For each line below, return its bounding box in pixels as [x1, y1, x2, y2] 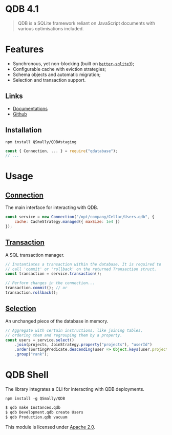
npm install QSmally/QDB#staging [5, 139, 77, 144]
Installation [5, 126, 42, 135]
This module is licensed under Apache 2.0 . [5, 424, 96, 430]
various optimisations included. [17, 25, 84, 31]
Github [12, 111, 27, 117]
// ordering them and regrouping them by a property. [5, 332, 123, 338]
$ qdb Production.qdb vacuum [5, 414, 68, 420]
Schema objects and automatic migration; [12, 71, 101, 78]
